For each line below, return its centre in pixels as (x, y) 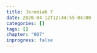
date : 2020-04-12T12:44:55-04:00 (49, 18)
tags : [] (17, 29)
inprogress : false (30, 40)
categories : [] (26, 23)
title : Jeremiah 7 (30, 12)
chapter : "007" (26, 35)
